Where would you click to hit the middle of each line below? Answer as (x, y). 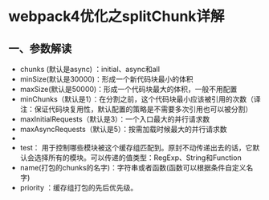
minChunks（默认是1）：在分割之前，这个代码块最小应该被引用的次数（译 (140, 99)
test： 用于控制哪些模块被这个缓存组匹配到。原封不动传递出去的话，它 (136, 148)
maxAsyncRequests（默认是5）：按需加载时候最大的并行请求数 (123, 129)
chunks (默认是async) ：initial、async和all (90, 69)
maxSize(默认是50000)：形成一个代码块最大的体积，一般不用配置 (128, 89)
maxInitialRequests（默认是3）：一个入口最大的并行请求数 (115, 119)
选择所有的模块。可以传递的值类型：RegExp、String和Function (138, 158)
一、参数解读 (40, 48)
